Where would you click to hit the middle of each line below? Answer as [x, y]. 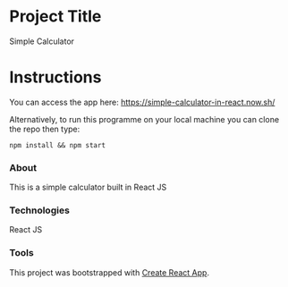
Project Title [55, 17]
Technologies [39, 210]
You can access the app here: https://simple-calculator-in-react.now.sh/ [142, 102]
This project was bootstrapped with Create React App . [110, 272]
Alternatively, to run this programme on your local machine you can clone [144, 119]
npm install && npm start [57, 145]
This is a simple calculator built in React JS [88, 187]
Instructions [55, 77]
